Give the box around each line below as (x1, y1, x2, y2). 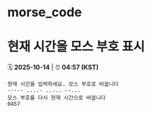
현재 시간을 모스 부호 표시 (7, 39, 145, 55)
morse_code (7, 4, 82, 20)
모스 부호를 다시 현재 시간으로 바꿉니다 (7, 95, 106, 102)
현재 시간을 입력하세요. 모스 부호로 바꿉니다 (7, 81, 119, 88)
